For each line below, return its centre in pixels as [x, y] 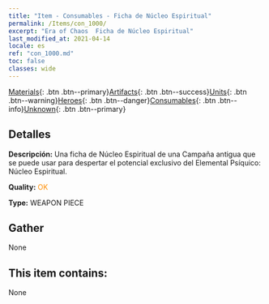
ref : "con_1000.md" [41, 54]
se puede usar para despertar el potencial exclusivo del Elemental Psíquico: [135, 162]
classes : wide [32, 69]
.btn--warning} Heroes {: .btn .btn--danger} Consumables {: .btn [112, 100]
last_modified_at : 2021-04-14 [60, 39]
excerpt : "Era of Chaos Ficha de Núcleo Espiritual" [101, 31]
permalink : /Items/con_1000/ [58, 24]
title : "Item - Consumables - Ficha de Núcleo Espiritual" [110, 16]
